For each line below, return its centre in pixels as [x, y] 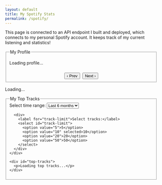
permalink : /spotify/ [27, 18]
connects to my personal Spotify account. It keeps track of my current [75, 37]
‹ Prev [72, 76]
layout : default [21, 9]
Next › [90, 76]
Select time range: [28, 105]
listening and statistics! [28, 43]
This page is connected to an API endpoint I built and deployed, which [75, 33]
